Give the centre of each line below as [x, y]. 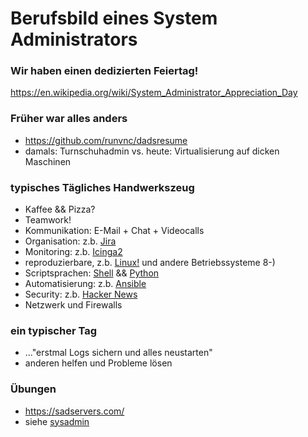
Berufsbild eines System [114, 18]
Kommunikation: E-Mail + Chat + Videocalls [114, 231]
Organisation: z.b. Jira [70, 241]
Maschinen [48, 161]
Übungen [33, 389]
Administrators [74, 39]
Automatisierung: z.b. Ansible [85, 284]
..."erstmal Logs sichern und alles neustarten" [118, 353]
